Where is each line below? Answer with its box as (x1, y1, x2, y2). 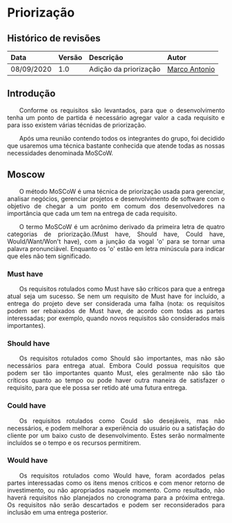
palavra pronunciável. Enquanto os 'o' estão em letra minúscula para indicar (7, 244, 225, 253)
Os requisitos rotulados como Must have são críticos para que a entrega (19, 284, 225, 293)
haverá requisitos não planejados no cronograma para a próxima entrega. (7, 493, 225, 502)
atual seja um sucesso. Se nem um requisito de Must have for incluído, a (7, 292, 225, 300)
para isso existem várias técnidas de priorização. (7, 121, 147, 129)
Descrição (88, 53, 124, 62)
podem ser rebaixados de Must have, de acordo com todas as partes (7, 306, 225, 315)
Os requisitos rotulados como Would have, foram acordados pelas (19, 471, 225, 480)
